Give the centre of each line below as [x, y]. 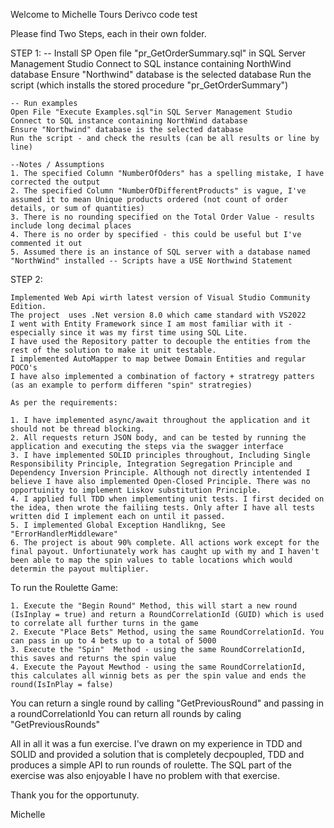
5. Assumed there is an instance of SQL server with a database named [160, 252]
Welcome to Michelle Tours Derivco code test [104, 14]
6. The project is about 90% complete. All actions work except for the [165, 543]
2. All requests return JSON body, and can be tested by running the [158, 438]
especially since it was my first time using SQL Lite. [129, 333]
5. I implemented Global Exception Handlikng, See [118, 525]
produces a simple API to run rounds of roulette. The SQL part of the [151, 765]
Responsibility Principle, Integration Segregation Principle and [151, 464]
